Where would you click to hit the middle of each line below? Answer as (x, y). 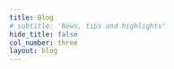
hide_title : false (43, 34)
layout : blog (34, 51)
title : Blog (31, 17)
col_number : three (43, 43)
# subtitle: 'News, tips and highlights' (88, 26)
